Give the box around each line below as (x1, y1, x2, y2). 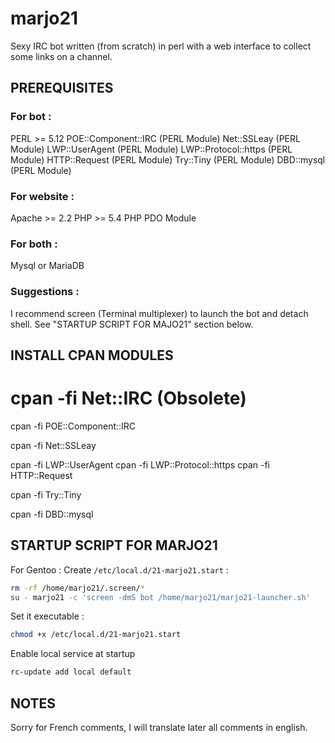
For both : (10, 237, 58, 251)
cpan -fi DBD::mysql (10, 508, 94, 520)
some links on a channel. (10, 50, 113, 62)
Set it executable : (10, 610, 85, 622)
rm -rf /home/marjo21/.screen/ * (10, 583, 145, 593)
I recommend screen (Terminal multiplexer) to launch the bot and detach (10, 307, 309, 319)
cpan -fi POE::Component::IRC (10, 420, 137, 432)
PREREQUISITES (10, 80, 114, 97)
